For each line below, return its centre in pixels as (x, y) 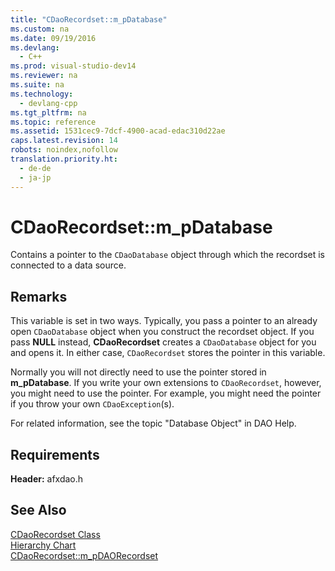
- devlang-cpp (48, 103)
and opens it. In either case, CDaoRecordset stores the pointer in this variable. (168, 353)
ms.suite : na (37, 85)
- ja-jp (35, 177)
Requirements (55, 454)
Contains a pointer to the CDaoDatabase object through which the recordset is (167, 255)
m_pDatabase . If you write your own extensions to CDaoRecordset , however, (166, 383)
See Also (38, 510)
